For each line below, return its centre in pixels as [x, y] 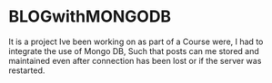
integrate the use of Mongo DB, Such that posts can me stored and [134, 51]
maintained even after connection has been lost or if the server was [135, 60]
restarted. [27, 70]
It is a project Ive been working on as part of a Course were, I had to [136, 41]
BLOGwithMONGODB [90, 17]
